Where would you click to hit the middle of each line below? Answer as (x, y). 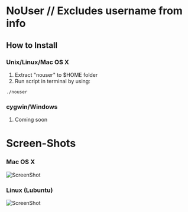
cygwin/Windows (32, 106)
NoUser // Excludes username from (95, 11)
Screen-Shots (41, 143)
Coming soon (31, 120)
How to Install (32, 45)
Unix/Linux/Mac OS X (38, 62)
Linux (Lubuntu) (30, 190)
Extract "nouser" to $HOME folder (56, 74)
